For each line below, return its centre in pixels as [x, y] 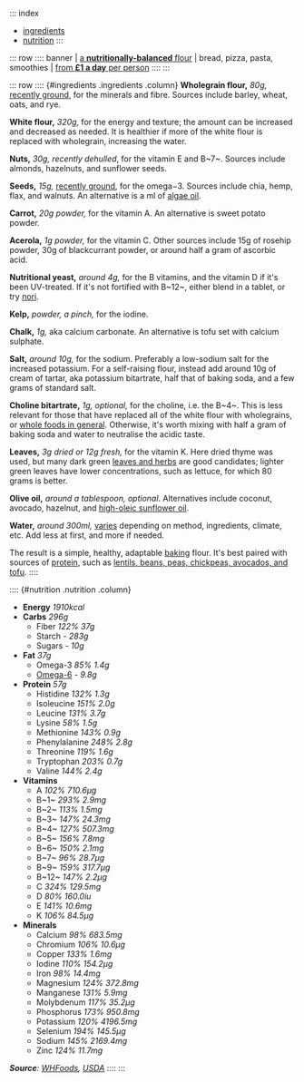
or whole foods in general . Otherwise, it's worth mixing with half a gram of [148, 424]
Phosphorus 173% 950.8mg [88, 1012]
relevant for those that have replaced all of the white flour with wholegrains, [151, 415]
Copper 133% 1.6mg [74, 954]
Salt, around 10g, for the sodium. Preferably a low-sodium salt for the [139, 359]
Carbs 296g [45, 617]
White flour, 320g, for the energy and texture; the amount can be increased [151, 122]
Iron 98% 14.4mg [69, 973]
